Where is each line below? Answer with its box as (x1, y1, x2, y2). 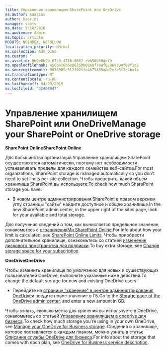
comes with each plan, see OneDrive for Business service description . (5, 340, 149, 346)
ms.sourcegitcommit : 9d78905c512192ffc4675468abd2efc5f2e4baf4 (5, 68, 139, 73)
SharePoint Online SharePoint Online (5, 145, 82, 151)
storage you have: (5, 186, 42, 192)
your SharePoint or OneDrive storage (5, 128, 161, 140)
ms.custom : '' (5, 53, 35, 59)
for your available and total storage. (12, 212, 85, 218)
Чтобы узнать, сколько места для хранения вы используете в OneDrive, (5, 308, 158, 314)
